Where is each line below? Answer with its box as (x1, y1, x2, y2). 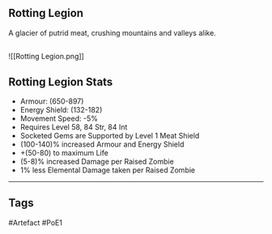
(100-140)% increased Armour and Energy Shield (19, 139, 185, 149)
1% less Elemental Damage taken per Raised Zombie (19, 165, 196, 175)
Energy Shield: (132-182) (19, 105, 103, 115)
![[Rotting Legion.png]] (8, 52, 85, 62)
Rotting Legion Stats (8, 74, 113, 88)
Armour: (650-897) (19, 96, 84, 106)
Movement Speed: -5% (19, 113, 99, 124)
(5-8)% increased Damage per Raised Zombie (19, 157, 174, 167)
